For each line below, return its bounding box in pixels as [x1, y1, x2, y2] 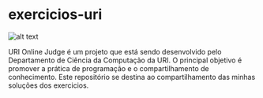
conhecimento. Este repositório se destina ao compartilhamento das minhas [8, 72, 256, 81]
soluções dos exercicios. [8, 81, 89, 90]
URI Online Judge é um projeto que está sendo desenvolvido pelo [8, 47, 222, 56]
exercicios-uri [8, 6, 103, 24]
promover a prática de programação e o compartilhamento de [8, 63, 209, 73]
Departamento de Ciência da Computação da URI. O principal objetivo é [8, 55, 242, 65]
